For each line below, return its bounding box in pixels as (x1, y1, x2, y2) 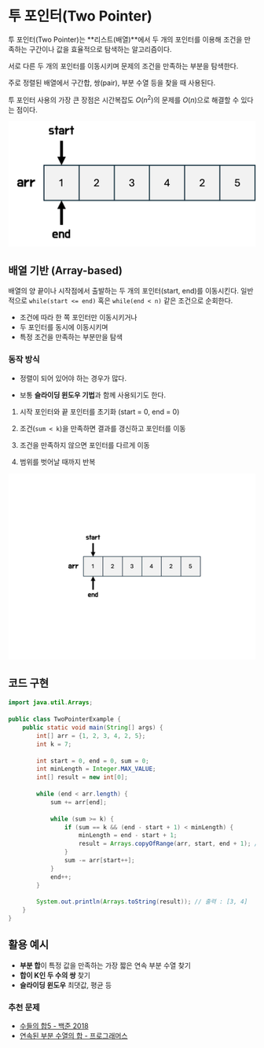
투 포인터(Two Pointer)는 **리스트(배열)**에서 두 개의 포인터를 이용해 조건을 (8, 35, 243, 44)
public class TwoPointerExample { (8, 715, 122, 724)
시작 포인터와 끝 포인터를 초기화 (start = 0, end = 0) (19, 407, 180, 416)
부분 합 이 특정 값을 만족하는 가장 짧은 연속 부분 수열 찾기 (19, 961, 191, 970)
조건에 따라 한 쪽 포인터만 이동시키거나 (19, 312, 137, 323)
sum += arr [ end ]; (49, 798, 108, 806)
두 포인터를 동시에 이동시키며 (19, 323, 108, 332)
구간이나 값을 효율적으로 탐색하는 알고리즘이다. (28, 44, 172, 54)
